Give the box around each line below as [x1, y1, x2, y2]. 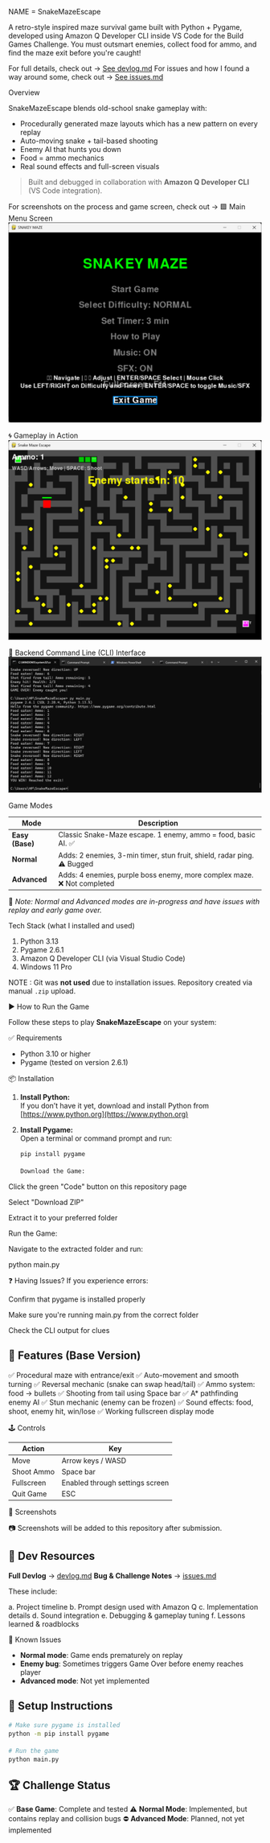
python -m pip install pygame [8, 1730, 110, 1738]
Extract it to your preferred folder [8, 1212, 118, 1222]
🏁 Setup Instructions [8, 1699, 113, 1713]
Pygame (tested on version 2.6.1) [19, 1058, 129, 1068]
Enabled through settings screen [61, 1478, 170, 1487]
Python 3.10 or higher [19, 1049, 91, 1059]
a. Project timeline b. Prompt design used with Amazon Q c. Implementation [8, 1602, 259, 1611]
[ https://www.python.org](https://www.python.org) [19, 1109, 189, 1119]
